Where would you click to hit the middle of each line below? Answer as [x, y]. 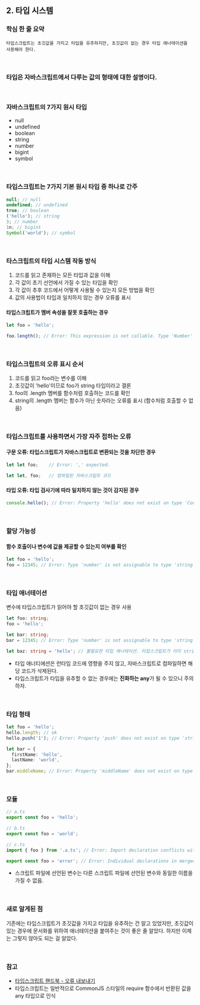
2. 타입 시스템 [30, 11]
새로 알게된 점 [25, 909]
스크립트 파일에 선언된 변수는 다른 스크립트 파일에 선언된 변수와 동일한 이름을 [104, 873]
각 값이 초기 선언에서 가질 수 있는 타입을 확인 [66, 282]
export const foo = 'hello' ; [42, 817]
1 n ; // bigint [24, 227]
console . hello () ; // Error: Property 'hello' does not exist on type [94, 503]
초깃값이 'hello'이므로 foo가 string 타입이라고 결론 [73, 386]
